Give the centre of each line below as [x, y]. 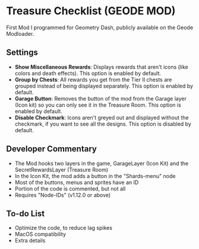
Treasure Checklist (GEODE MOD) [91, 11]
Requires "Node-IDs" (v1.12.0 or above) [63, 195]
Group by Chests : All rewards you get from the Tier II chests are [93, 79]
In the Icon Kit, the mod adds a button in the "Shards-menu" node [95, 176]
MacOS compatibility [40, 234]
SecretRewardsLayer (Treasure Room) [61, 169]
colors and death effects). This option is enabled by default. [88, 73]
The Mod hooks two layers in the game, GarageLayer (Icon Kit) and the [102, 163]
